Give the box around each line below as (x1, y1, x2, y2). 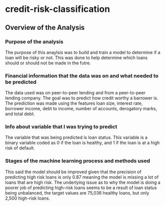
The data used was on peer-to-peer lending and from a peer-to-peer (5, 90, 146, 96)
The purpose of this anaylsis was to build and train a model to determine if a (5, 49, 161, 55)
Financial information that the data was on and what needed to (5, 72, 159, 79)
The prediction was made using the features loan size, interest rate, (5, 100, 143, 106)
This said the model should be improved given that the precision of (5, 169, 142, 175)
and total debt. (5, 111, 35, 117)
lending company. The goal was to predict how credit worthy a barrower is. (5, 95, 159, 101)
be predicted (5, 78, 37, 85)
